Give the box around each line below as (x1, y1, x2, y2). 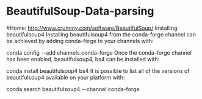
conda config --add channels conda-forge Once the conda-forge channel (6, 49, 192, 56)
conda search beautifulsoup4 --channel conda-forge (6, 85, 140, 92)
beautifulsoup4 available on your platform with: (6, 73, 125, 81)
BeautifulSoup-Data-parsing (6, 4, 154, 18)
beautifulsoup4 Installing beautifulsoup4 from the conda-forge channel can (6, 30, 197, 38)
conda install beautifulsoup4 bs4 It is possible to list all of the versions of (6, 67, 190, 74)
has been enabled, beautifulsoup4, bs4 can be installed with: (6, 55, 160, 63)
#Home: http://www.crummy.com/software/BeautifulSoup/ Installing (6, 24, 178, 32)
